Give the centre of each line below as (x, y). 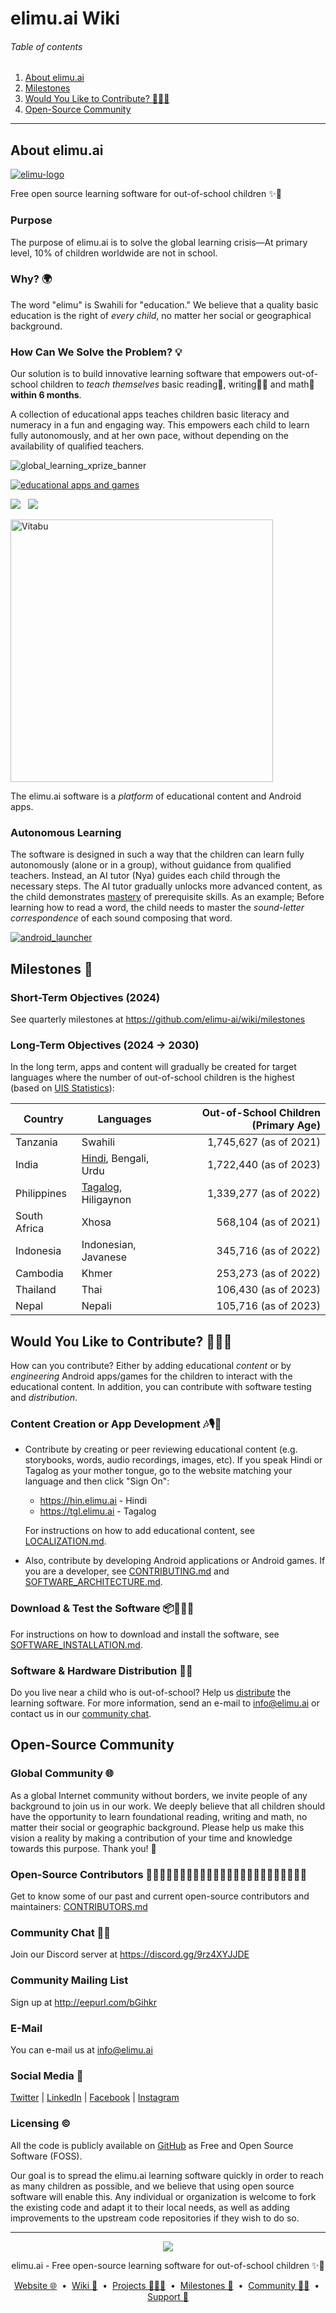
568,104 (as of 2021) (268, 1222)
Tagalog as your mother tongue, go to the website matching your (158, 1471)
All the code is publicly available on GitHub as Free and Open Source (152, 2145)
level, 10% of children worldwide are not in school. (114, 253)
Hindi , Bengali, (115, 1159)
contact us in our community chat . (81, 1714)
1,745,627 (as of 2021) (263, 1142)
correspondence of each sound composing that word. (121, 918)
